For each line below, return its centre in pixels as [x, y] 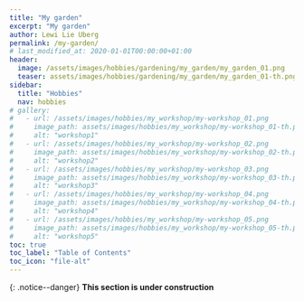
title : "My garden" [46, 18]
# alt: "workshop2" [54, 160]
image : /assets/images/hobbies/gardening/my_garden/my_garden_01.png [151, 69]
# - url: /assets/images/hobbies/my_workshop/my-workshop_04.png [139, 194]
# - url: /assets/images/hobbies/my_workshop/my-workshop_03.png [139, 169]
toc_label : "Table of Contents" [70, 253]
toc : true [28, 245]
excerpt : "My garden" [50, 26]
